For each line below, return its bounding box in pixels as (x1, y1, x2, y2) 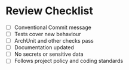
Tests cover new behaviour (14, 31, 81, 37)
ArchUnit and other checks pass (14, 37, 94, 44)
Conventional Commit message (14, 24, 92, 31)
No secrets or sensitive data (14, 50, 84, 58)
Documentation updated (14, 44, 74, 51)
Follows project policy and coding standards (14, 58, 124, 65)
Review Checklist (5, 4, 93, 18)
